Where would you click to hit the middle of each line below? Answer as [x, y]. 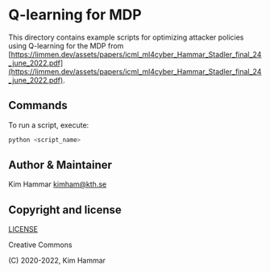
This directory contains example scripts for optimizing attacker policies [126, 37]
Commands [38, 105]
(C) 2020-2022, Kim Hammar [57, 261]
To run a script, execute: [49, 125]
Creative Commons [40, 245]
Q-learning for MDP [75, 15]
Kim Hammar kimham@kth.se [58, 184]
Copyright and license [65, 210]
